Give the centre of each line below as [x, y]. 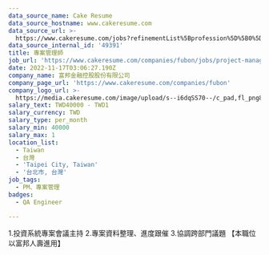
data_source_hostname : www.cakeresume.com [80, 23]
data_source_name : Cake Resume [60, 16]
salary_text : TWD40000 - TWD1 [59, 105]
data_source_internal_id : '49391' [66, 46]
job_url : [23, 61]
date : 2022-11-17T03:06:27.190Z [62, 68]
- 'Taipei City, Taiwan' [57, 165]
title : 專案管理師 [36, 53]
